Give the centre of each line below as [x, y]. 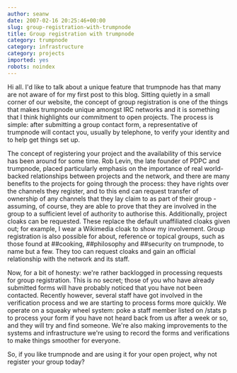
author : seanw [28, 14]
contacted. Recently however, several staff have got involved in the [105, 295]
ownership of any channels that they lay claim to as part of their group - [112, 199]
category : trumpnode [38, 40]
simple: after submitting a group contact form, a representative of [103, 124]
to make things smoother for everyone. [64, 340]
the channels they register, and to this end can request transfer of [103, 191]
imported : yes [28, 60]
